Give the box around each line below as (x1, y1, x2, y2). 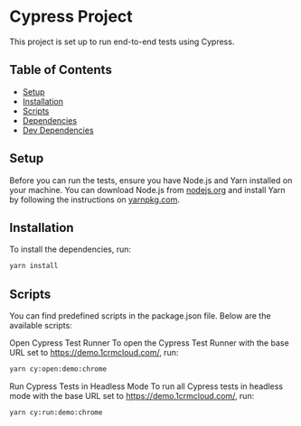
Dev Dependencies (22, 125, 94, 135)
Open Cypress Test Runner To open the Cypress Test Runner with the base (9, 338, 289, 348)
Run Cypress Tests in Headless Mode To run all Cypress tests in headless (9, 381, 283, 392)
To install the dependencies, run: (9, 244, 132, 255)
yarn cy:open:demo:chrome (9, 365, 107, 374)
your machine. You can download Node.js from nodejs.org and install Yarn (9, 184, 287, 195)
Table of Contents (9, 62, 113, 78)
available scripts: (9, 320, 72, 331)
